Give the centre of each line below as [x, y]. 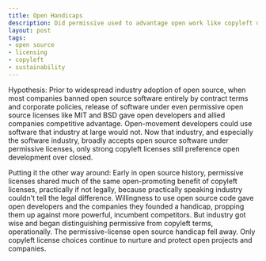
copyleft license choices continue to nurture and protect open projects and [130, 240]
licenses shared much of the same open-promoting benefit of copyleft [123, 181]
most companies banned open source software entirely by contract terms [128, 98]
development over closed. [51, 157]
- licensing [28, 52]
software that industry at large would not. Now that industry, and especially [131, 132]
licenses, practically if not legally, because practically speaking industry [125, 189]
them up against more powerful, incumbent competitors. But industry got [127, 214]
